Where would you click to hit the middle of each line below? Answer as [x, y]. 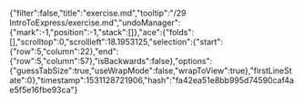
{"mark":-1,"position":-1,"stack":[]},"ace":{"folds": [102, 32]
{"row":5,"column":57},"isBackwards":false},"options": [111, 61]
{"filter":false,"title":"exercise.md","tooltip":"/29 [98, 13]
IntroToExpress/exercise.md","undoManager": [95, 23]
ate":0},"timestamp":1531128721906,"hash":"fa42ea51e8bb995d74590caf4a [151, 80]
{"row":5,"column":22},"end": [64, 51]
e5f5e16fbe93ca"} [44, 90]
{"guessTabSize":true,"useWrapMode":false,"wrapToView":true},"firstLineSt [151, 70]
